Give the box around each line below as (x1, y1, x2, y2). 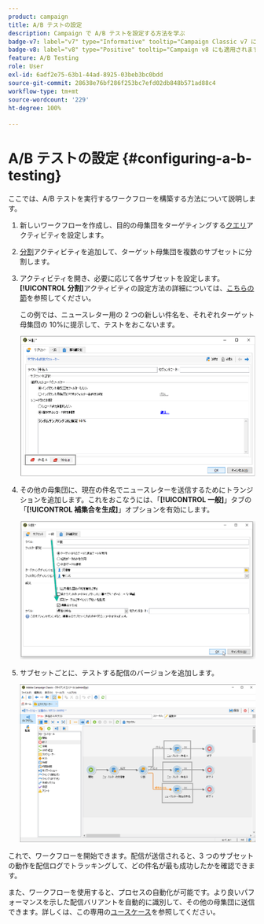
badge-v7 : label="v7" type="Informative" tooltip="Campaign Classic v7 (8, 38, 247, 46)
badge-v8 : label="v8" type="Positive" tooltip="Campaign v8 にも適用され (8, 46, 247, 54)
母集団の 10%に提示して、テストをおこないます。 (19, 320, 179, 330)
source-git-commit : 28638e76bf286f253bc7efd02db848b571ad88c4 (8, 79, 216, 87)
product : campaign (8, 13, 68, 20)
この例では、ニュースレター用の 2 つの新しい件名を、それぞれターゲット (19, 310, 255, 320)
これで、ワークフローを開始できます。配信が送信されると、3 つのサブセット (8, 851, 254, 861)
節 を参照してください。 (19, 294, 96, 303)
